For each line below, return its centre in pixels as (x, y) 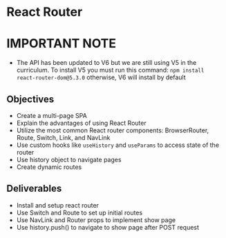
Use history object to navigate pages (69, 159)
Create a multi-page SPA (51, 115)
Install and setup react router (58, 205)
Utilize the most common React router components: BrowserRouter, (113, 130)
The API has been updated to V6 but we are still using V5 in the (106, 63)
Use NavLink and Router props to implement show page (96, 220)
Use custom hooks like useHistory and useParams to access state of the (117, 145)
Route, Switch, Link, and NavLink (63, 137)
